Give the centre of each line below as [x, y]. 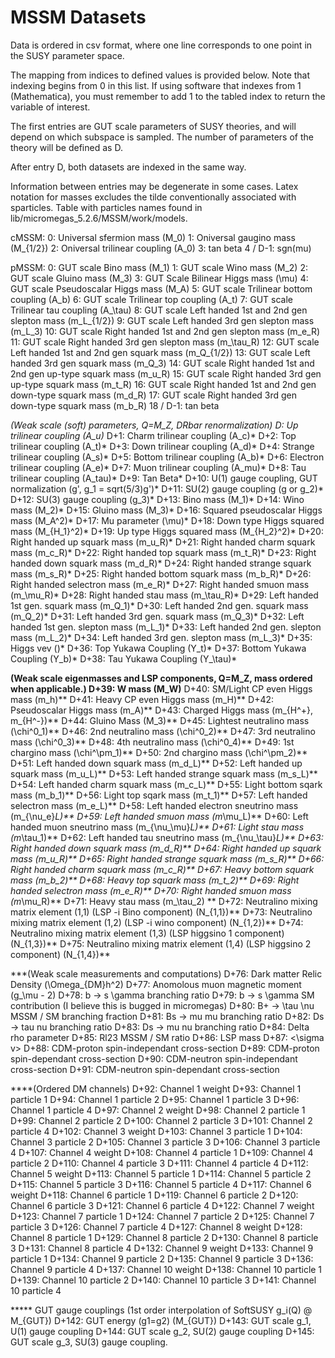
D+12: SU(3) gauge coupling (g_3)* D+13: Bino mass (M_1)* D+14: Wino [157, 499]
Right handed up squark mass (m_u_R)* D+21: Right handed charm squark [163, 542]
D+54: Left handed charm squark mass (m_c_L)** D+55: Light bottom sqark [166, 784]
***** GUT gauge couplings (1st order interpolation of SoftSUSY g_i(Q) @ [161, 1310]
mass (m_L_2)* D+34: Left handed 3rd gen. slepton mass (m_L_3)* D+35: [161, 637]
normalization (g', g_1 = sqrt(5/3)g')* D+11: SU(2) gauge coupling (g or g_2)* [167, 488]
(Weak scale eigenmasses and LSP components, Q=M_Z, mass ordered [161, 678]
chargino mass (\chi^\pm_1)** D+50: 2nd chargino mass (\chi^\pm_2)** [159, 752]
